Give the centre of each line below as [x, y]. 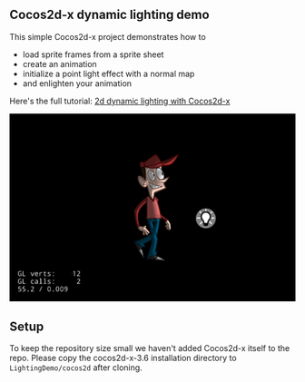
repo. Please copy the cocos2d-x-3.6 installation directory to [123, 358]
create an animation [59, 64]
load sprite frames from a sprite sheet [93, 54]
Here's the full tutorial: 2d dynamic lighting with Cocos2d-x [120, 101]
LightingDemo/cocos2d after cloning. [76, 367]
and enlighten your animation [77, 83]
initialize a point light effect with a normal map [108, 73]
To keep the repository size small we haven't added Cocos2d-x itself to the [150, 348]
